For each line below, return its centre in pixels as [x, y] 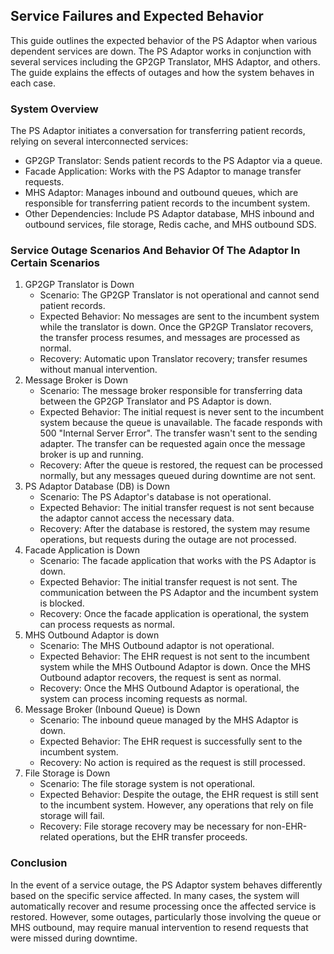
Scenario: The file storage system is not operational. [147, 784]
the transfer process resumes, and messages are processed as [170, 338]
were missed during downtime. [74, 938]
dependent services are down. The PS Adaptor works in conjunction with [161, 51]
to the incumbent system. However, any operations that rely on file [176, 805]
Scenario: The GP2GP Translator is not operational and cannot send [179, 295]
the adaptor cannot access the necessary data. [137, 518]
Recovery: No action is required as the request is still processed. [172, 763]
